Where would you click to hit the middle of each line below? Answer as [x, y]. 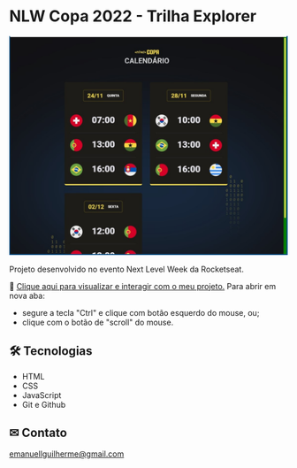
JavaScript [42, 395]
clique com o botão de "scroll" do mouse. [98, 322]
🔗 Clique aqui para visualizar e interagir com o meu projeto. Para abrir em [143, 286]
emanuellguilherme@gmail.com [67, 454]
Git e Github [44, 405]
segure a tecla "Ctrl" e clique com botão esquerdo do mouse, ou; [141, 312]
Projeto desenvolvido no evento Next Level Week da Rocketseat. [127, 269]
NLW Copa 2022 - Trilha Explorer [133, 16]
